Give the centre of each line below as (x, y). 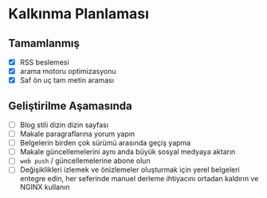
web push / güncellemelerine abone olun (85, 161)
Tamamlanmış (44, 43)
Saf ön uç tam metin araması (67, 80)
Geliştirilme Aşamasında (71, 105)
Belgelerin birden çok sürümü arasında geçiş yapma (105, 143)
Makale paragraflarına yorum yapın (77, 134)
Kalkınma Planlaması (79, 14)
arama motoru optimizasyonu (68, 72)
